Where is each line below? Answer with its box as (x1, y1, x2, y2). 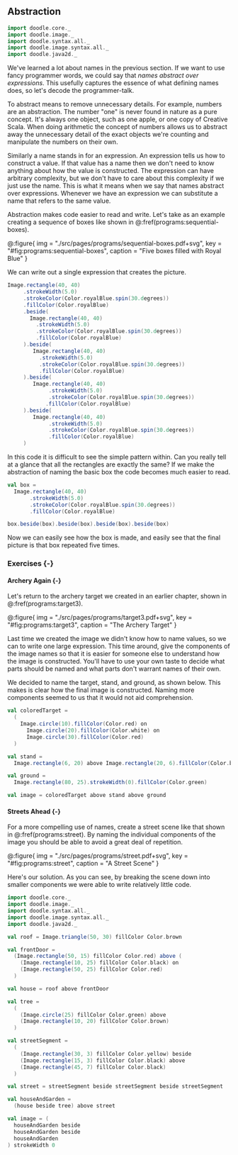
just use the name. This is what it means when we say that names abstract (7, 182, 225, 190)
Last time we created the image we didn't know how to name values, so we (7, 635, 227, 643)
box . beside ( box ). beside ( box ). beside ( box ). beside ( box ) (7, 520, 170, 528)
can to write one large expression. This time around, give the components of (7, 642, 230, 651)
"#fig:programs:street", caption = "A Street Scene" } (7, 859, 159, 868)
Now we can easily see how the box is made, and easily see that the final (7, 533, 221, 542)
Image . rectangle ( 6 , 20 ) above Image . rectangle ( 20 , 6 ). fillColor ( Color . (13, 759, 230, 766)
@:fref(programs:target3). (7, 599, 84, 608)
